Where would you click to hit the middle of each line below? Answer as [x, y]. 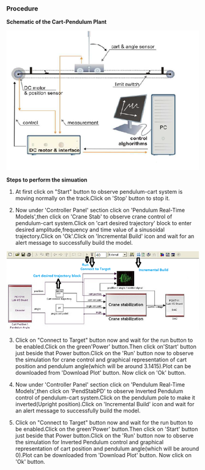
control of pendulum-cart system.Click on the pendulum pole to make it [105, 398]
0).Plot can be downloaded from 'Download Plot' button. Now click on [103, 455]
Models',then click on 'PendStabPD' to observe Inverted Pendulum [99, 391]
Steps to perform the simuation [47, 180]
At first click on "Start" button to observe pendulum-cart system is [99, 192]
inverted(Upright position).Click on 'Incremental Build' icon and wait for [105, 404]
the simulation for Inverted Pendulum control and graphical [89, 442]
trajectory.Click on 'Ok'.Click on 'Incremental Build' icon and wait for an [105, 236]
